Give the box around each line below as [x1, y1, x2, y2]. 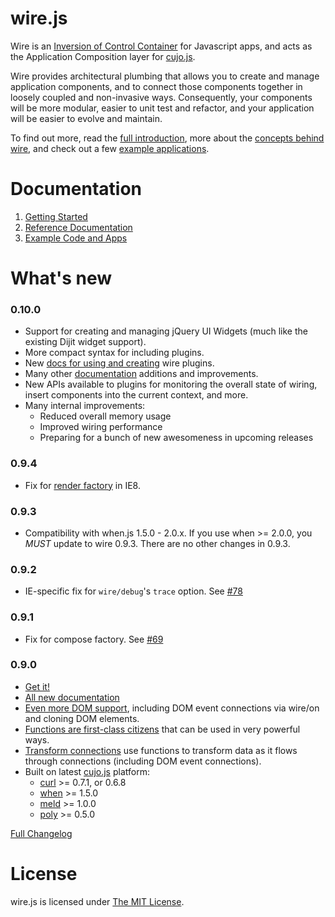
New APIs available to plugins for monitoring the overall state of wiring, [24, 378, 318, 391]
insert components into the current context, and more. [24, 389, 249, 401]
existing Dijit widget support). [24, 336, 147, 348]
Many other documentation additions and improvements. [24, 368, 259, 380]
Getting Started [24, 210, 88, 222]
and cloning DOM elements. [24, 712, 140, 724]
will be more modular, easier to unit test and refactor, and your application [10, 102, 315, 114]
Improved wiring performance [39, 421, 163, 433]
